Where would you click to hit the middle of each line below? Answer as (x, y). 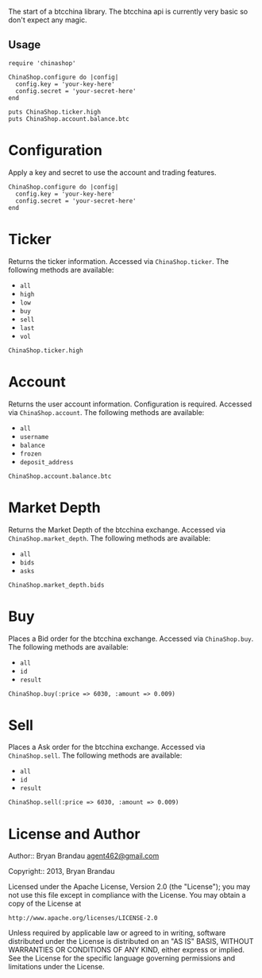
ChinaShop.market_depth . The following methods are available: (110, 538)
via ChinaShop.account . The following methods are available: (106, 412)
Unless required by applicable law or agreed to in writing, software (117, 933)
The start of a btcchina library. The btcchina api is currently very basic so (128, 12)
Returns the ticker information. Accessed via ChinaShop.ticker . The (118, 261)
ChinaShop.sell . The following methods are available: (95, 755)
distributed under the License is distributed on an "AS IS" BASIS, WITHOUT (131, 941)
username (34, 437)
